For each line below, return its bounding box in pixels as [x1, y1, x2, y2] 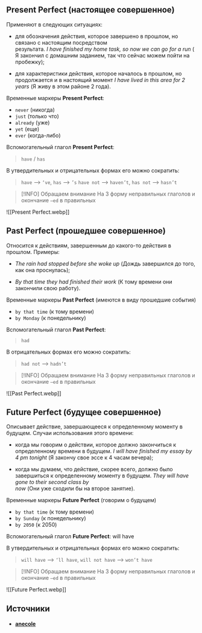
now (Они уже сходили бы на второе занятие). [14, 485, 135, 492]
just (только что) [14, 112, 59, 119]
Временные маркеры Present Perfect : [6, 94, 104, 101]
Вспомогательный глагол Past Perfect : [6, 326, 106, 333]
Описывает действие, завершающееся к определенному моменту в [6, 423, 183, 430]
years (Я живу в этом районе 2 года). [14, 83, 112, 90]
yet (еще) [14, 125, 40, 132]
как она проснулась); [14, 266, 71, 273]
